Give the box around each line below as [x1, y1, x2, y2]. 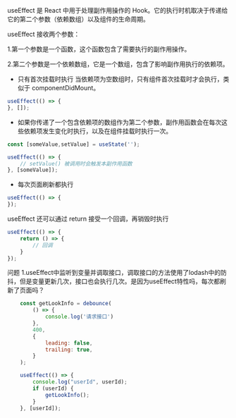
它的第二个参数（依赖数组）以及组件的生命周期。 [7, 15, 149, 23]
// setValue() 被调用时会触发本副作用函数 [20, 160, 132, 167]
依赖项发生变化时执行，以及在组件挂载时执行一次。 [23, 126, 173, 135]
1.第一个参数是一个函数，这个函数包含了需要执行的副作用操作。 [7, 45, 191, 53]
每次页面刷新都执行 [17, 180, 74, 189]
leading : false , [44, 339, 93, 347]
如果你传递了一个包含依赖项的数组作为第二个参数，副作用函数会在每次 [17, 118, 222, 126]
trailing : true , [44, 346, 93, 353]
